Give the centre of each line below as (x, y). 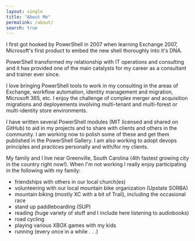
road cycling (29, 219)
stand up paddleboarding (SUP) (53, 207)
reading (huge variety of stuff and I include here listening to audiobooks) (102, 213)
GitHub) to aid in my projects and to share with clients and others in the (91, 128)
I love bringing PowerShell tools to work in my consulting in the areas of (92, 86)
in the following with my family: (43, 171)
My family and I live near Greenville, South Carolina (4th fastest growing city (97, 158)
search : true (22, 28)
